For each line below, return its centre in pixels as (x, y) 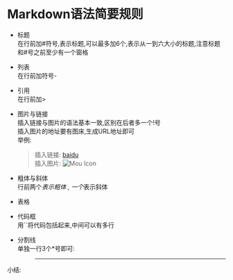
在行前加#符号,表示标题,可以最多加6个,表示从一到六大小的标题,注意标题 (119, 43)
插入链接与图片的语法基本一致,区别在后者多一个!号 (89, 122)
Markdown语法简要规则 (75, 14)
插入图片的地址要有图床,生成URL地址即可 (76, 131)
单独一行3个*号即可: (46, 248)
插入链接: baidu (57, 154)
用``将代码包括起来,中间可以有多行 (66, 225)
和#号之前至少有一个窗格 (53, 52)
